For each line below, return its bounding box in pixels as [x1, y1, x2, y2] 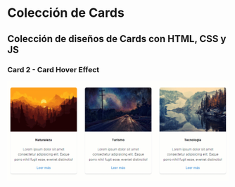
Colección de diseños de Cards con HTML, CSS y [7, 33, 227, 45]
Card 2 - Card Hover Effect [7, 64, 100, 74]
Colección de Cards [7, 5, 125, 21]
